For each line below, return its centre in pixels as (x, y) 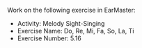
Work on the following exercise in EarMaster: (71, 10)
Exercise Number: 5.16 (49, 38)
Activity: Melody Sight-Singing (61, 23)
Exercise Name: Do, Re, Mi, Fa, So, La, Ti (76, 31)
